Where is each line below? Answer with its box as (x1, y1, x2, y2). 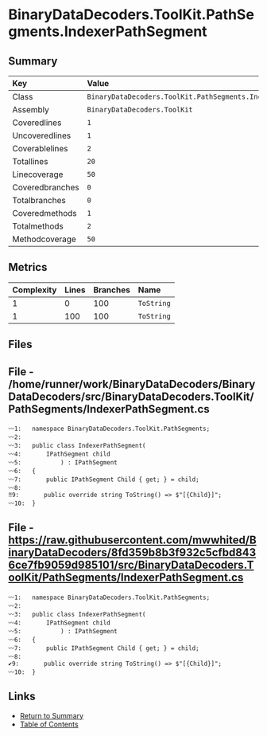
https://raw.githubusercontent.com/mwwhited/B (8, 534, 257, 547)
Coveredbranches (12, 182, 79, 193)
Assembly (12, 104, 50, 115)
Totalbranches (12, 195, 66, 206)
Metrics (8, 260, 48, 274)
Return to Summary (19, 711, 84, 720)
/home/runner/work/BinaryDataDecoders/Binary (8, 377, 256, 391)
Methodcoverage (12, 233, 77, 245)
